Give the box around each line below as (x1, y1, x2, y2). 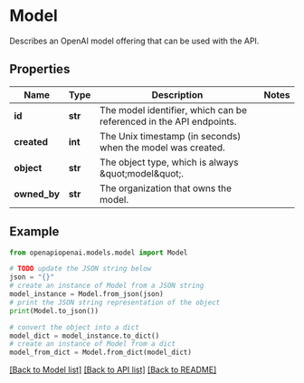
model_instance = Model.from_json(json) (9, 290, 165, 299)
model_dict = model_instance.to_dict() (9, 331, 160, 340)
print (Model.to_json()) (9, 306, 100, 315)
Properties (9, 62, 71, 77)
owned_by (14, 187, 61, 200)
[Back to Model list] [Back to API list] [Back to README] (9, 364, 217, 376)
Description (151, 88, 204, 101)
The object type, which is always (99, 156, 239, 168)
